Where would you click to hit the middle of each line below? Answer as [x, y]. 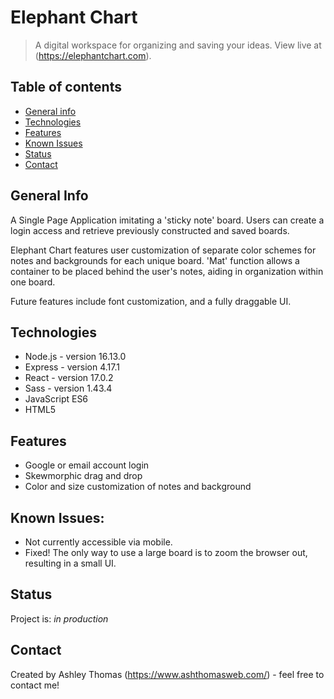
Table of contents [66, 87]
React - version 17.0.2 [69, 378]
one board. [33, 282]
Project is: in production [59, 618]
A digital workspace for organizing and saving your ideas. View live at [178, 45]
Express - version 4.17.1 [72, 367]
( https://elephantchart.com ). [93, 55]
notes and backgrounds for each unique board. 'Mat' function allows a [155, 260]
